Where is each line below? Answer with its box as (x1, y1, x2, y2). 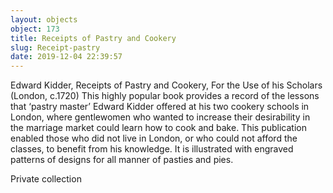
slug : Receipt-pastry (10, 42, 101, 53)
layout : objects (10, 14, 78, 25)
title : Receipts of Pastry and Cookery (10, 33, 177, 43)
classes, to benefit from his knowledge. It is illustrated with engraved (10, 143, 294, 155)
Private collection (10, 173, 82, 185)
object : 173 (10, 24, 60, 34)
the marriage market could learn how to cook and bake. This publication (10, 122, 307, 134)
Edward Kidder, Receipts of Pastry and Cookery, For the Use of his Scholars (10, 79, 323, 91)
